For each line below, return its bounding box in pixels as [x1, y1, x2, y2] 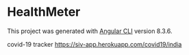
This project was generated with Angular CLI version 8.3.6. [7, 27, 173, 35]
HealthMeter [7, 4, 81, 20]
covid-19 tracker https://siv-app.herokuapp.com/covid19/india [7, 40, 182, 48]
